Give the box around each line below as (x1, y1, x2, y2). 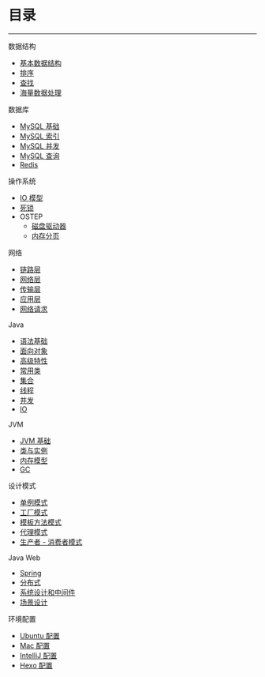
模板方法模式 (19, 517, 62, 527)
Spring (19, 568, 42, 577)
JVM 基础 (19, 435, 51, 446)
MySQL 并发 (19, 141, 60, 150)
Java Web (8, 553, 41, 562)
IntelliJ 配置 (19, 650, 58, 660)
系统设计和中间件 (19, 587, 76, 596)
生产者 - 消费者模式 (19, 537, 83, 547)
